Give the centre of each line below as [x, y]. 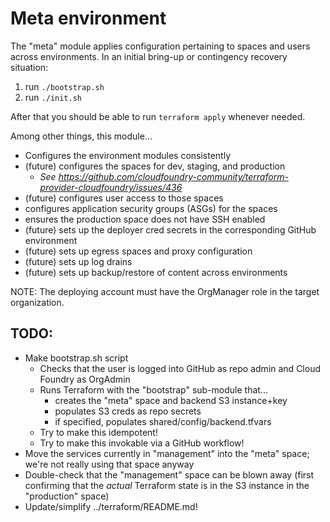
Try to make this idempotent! [98, 432]
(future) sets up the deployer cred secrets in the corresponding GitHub [170, 229]
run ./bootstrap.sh [64, 86]
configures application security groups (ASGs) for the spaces [151, 208]
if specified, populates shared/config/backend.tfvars [163, 421]
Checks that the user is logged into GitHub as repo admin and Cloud [180, 368]
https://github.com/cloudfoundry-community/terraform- [173, 176]
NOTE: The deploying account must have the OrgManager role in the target [165, 291]
